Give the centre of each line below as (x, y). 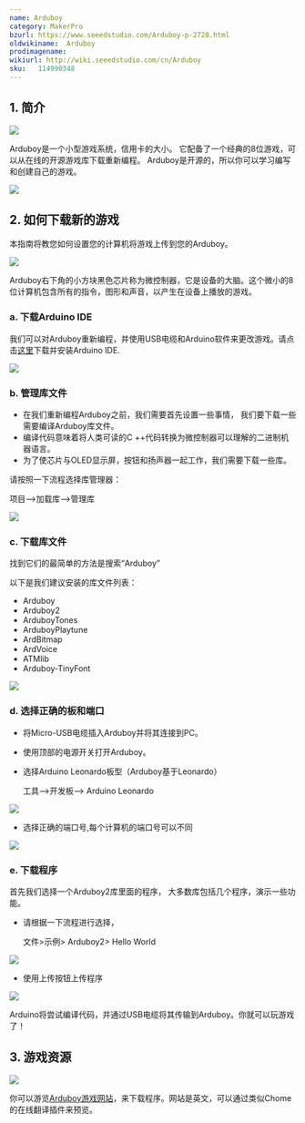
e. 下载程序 (34, 870)
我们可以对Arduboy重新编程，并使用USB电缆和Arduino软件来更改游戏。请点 (152, 339)
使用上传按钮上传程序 (62, 978)
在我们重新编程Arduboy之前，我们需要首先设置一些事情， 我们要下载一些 (159, 414)
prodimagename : (38, 52)
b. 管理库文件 (38, 393)
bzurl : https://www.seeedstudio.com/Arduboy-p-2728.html (120, 35)
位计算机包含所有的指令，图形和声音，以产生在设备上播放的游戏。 (133, 291)
